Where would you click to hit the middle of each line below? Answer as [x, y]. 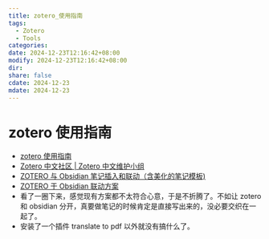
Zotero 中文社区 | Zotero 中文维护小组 [82, 166]
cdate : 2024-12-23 [39, 83]
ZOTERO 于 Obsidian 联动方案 [69, 186]
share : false [30, 75]
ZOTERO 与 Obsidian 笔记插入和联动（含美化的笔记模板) [113, 176]
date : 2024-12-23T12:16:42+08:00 [64, 53]
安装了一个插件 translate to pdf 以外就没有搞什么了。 [107, 226]
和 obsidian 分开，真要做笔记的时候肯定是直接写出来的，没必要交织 [131, 206]
